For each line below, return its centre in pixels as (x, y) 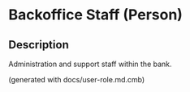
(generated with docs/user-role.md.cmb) (77, 79)
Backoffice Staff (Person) (95, 15)
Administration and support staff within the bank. (90, 64)
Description (39, 45)
